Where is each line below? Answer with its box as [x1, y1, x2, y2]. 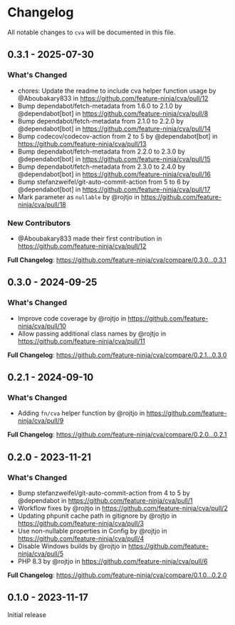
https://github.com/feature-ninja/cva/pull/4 [17, 534, 145, 543]
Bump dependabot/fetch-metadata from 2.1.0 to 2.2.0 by [17, 116, 184, 125]
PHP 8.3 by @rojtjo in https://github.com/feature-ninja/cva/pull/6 [17, 556, 208, 565]
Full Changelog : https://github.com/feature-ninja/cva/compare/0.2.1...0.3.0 [7, 351, 227, 359]
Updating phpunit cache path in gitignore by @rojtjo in [17, 511, 177, 520]
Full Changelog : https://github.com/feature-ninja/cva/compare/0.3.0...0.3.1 [7, 255, 226, 264]
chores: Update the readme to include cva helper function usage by [17, 86, 216, 95]
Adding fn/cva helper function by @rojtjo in [17, 409, 145, 418]
